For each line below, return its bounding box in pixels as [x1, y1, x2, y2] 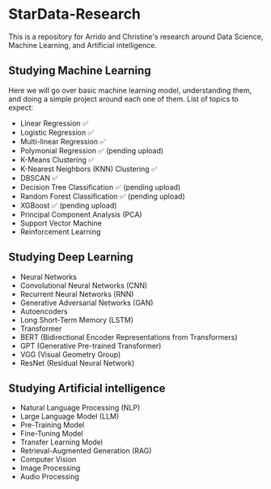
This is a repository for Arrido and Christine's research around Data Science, [8, 32, 264, 41]
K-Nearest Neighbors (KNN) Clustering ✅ [19, 164, 158, 174]
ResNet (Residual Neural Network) [19, 358, 135, 367]
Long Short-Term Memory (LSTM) [19, 315, 134, 324]
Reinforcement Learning [19, 226, 101, 236]
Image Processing [19, 463, 81, 473]
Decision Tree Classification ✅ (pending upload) [19, 182, 181, 191]
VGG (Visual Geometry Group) [19, 350, 121, 359]
